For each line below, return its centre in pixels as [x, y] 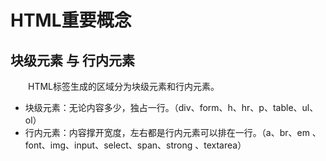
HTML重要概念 [71, 20]
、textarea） [220, 145]
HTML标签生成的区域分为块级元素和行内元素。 [124, 86]
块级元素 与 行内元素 [72, 60]
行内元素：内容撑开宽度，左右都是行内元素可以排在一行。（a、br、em [167, 132]
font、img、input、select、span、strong [108, 145]
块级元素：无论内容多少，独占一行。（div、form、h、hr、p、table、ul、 [171, 107]
